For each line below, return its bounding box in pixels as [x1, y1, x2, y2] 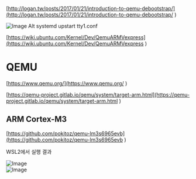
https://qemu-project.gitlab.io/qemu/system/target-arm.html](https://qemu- [8, 91, 190, 98]
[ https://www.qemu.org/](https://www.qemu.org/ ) [6, 80, 128, 87]
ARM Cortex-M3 [6, 114, 67, 125]
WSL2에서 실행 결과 [6, 148, 52, 155]
